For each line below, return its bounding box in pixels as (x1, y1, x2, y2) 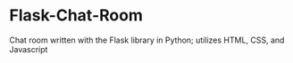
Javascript (9, 43, 48, 54)
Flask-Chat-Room (9, 5, 143, 26)
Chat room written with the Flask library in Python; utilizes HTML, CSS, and (9, 35, 285, 45)
